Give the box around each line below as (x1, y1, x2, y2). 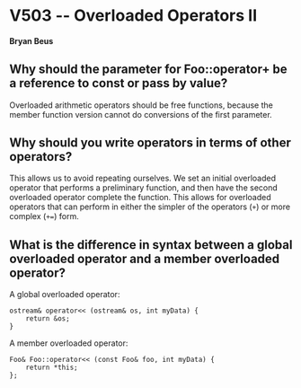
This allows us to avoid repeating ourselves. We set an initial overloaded (9, 172, 277, 184)
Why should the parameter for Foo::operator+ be (9, 62, 288, 77)
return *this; (25, 363, 78, 373)
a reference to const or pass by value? (9, 75, 228, 91)
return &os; (25, 314, 70, 323)
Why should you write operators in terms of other (9, 135, 292, 150)
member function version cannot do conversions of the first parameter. (9, 109, 272, 119)
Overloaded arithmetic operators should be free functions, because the (9, 100, 274, 110)
